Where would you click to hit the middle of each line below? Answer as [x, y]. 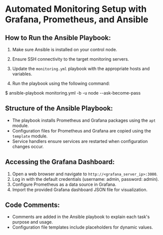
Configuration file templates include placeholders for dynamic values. [82, 227]
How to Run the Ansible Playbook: [58, 38]
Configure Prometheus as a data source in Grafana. [64, 184]
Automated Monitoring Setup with [76, 9]
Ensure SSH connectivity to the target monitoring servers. [70, 59]
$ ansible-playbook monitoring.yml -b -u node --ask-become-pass [73, 93]
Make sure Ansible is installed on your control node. [65, 50]
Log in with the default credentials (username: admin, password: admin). [85, 179]
